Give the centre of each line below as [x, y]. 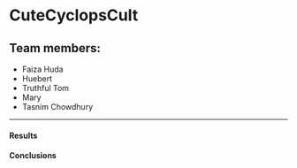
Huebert [37, 79]
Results [23, 135]
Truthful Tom [45, 88]
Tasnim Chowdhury [57, 107]
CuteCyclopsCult [74, 15]
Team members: [55, 48]
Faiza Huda [42, 69]
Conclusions [33, 156]
